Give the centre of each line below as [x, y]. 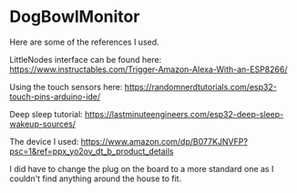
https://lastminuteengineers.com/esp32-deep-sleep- [184, 114]
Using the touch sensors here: [66, 86]
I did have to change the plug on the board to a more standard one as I [142, 168]
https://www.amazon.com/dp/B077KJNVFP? [164, 141]
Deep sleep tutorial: [46, 114]
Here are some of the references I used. [84, 42]
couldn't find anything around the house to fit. [96, 178]
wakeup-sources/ [42, 124]
